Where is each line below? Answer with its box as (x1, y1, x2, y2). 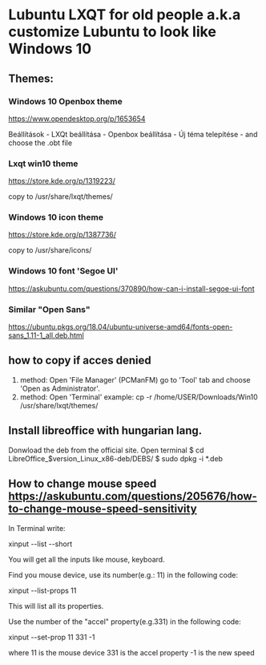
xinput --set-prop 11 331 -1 (8, 632, 95, 642)
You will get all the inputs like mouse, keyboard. (8, 554, 166, 564)
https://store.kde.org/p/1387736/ (8, 230, 117, 240)
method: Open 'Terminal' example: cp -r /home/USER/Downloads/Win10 (19, 391, 258, 402)
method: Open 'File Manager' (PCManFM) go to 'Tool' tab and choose (19, 375, 251, 384)
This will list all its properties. (8, 601, 104, 610)
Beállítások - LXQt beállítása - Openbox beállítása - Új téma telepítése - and (8, 129, 258, 139)
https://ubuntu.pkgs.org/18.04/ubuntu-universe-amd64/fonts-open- (8, 322, 233, 332)
